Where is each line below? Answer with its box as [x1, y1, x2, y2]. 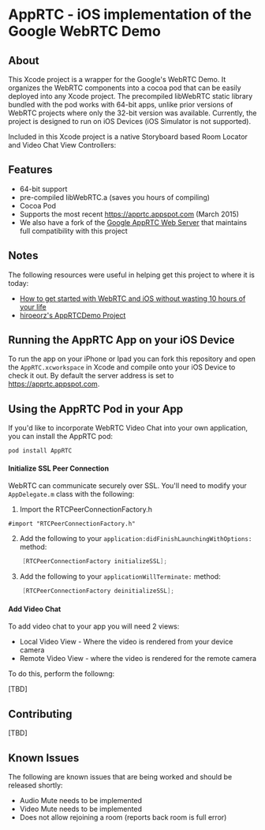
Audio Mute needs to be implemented [19, 796, 143, 806]
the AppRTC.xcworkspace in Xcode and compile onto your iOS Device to [8, 362, 236, 372]
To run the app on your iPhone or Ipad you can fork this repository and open [8, 354, 256, 364]
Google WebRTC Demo [8, 22, 162, 40]
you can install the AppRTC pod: [8, 432, 113, 441]
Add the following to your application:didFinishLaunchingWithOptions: [19, 534, 252, 543]
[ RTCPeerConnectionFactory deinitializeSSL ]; [22, 587, 175, 595]
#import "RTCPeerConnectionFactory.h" [8, 520, 136, 528]
